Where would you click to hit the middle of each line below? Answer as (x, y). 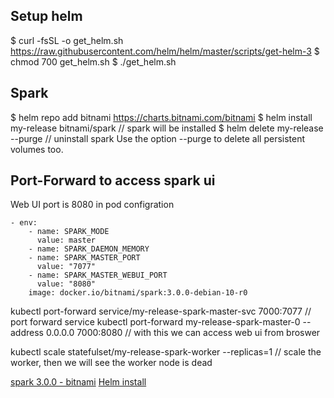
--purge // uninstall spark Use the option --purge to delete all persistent (158, 138)
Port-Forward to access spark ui (113, 180)
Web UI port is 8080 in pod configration (92, 205)
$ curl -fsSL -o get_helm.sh (67, 40)
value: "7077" (66, 267)
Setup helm (46, 16)
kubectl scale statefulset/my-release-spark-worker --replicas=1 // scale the (166, 352)
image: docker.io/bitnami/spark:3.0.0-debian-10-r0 (138, 293)
